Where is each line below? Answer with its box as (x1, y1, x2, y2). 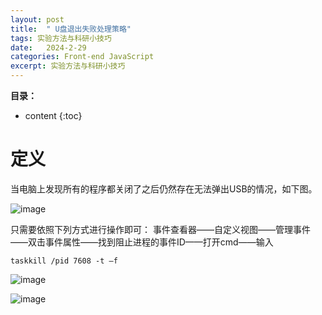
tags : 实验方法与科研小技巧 (10, 33, 112, 43)
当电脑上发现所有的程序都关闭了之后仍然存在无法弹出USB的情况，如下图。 (10, 182, 318, 195)
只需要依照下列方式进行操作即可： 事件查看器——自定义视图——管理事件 (10, 223, 311, 235)
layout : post (10, 14, 65, 25)
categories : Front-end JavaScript (10, 52, 155, 62)
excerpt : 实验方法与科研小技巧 (10, 61, 126, 71)
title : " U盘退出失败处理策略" (10, 24, 132, 34)
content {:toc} (24, 110, 83, 121)
